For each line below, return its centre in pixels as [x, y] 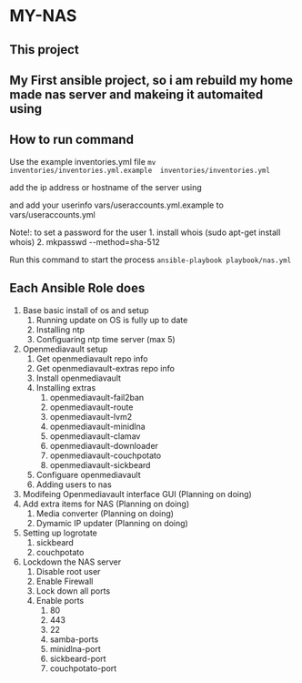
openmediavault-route [91, 407]
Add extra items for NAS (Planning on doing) [106, 504]
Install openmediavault [78, 378]
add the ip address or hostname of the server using [106, 187]
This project [44, 50]
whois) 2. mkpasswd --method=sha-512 [85, 241]
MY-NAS [43, 16]
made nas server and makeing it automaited [136, 94]
